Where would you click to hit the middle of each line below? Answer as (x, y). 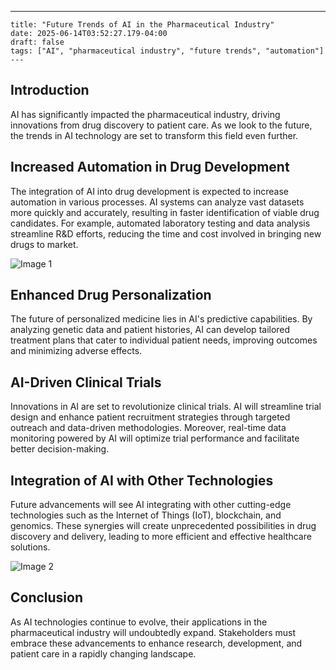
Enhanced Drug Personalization (111, 295)
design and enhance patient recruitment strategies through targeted (150, 417)
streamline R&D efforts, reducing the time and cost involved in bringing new (166, 233)
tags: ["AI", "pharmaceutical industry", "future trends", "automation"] (167, 51)
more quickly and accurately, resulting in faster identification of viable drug (165, 212)
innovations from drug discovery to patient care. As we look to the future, (161, 125)
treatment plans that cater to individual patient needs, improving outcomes (164, 340)
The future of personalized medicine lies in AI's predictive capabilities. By (161, 319)
